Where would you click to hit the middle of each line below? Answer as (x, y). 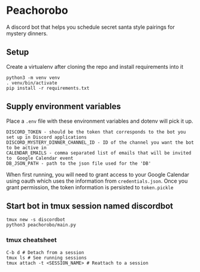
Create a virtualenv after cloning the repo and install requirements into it (95, 67)
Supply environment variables (64, 106)
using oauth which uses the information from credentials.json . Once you (97, 181)
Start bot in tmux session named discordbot (90, 206)
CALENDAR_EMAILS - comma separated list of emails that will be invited (99, 153)
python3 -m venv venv (33, 78)
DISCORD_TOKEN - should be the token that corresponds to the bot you (96, 132)
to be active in (26, 147)
